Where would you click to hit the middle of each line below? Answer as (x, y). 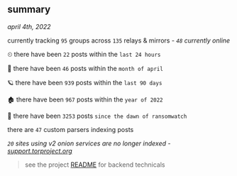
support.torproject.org (40, 150)
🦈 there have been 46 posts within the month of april (85, 68)
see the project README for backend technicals (95, 165)
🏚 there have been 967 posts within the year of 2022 (85, 99)
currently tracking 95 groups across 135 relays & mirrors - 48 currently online (119, 40)
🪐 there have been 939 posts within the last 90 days (85, 82)
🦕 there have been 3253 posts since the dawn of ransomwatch (97, 116)
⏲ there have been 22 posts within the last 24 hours (84, 54)
